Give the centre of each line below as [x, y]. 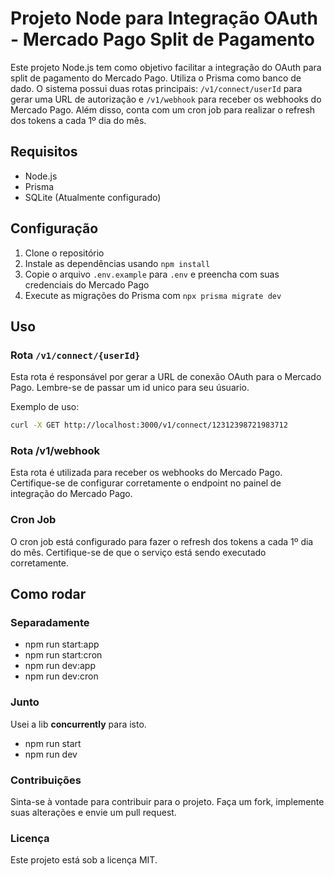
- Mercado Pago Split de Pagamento [163, 39]
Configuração [54, 228]
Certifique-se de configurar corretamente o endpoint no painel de [146, 483]
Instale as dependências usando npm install [117, 263]
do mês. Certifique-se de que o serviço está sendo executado [138, 552]
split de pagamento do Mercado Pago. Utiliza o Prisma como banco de [156, 78]
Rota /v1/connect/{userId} [75, 355]
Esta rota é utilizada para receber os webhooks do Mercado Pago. [146, 473]
